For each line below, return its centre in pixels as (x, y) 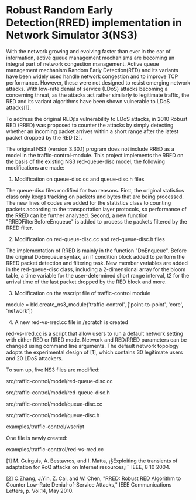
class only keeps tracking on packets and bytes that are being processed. (95, 197)
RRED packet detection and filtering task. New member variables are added (97, 263)
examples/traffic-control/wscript (45, 427)
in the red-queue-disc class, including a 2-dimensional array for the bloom (96, 269)
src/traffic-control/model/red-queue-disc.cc (59, 381)
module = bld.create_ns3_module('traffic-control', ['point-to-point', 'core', (95, 304)
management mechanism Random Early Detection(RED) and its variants (92, 70)
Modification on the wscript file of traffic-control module (82, 293)
